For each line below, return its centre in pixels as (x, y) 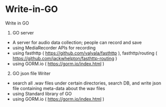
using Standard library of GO (42, 93)
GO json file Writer (32, 73)
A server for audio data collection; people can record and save (77, 42)
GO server (23, 32)
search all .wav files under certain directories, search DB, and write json (87, 83)
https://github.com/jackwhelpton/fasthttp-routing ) (65, 58)
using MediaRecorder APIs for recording (54, 47)
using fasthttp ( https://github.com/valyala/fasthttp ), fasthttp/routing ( (85, 53)
